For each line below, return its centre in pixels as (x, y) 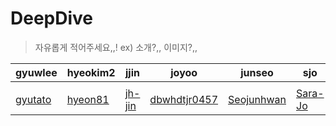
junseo (257, 72)
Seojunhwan (257, 99)
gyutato (33, 99)
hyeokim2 (91, 72)
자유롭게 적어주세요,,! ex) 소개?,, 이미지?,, (116, 47)
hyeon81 (88, 99)
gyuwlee (36, 72)
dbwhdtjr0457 (184, 99)
